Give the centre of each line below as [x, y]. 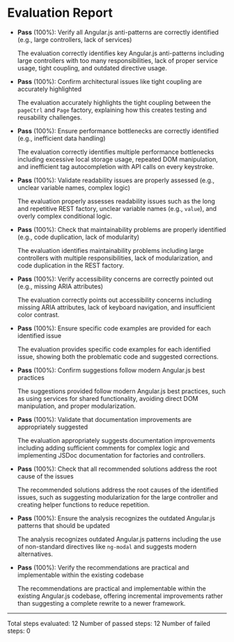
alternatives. [35, 554]
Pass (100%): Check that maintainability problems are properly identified [122, 229]
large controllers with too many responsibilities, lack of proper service [117, 60]
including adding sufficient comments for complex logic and [103, 448]
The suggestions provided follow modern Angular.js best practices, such [122, 391]
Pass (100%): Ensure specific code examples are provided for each [114, 328]
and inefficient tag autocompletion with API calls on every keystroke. [116, 166]
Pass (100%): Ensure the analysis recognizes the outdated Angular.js [116, 518]
